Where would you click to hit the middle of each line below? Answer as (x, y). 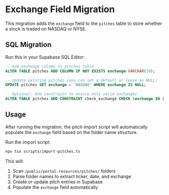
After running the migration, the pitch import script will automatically (77, 127)
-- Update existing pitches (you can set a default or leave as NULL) (81, 80)
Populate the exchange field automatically (55, 187)
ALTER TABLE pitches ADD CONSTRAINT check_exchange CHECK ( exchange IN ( (85, 99)
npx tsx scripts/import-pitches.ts (43, 151)
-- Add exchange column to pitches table (50, 66)
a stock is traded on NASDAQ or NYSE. (46, 28)
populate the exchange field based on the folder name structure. (72, 132)
